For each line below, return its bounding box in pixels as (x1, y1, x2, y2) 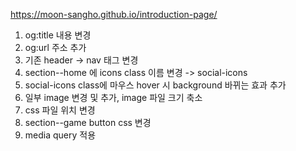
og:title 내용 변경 (24, 29, 92, 41)
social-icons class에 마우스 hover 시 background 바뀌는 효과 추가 (24, 79, 287, 91)
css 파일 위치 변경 (24, 104, 96, 116)
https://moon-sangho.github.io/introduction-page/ (10, 9, 218, 20)
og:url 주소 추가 (24, 42, 87, 53)
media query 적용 (24, 129, 97, 141)
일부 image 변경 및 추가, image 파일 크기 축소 (24, 92, 203, 103)
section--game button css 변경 (24, 117, 152, 128)
